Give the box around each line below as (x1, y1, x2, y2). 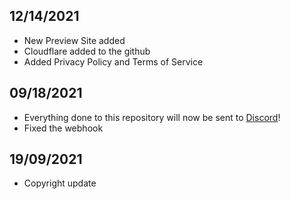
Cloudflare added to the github (23, 45, 151, 57)
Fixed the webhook (23, 122, 104, 134)
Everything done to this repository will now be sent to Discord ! (23, 111, 281, 123)
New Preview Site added (23, 34, 126, 46)
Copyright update (23, 177, 97, 189)
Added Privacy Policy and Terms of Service (23, 55, 204, 68)
